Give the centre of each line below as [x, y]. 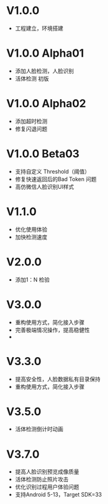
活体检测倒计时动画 [39, 429]
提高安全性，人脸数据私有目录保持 [58, 379]
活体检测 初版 [32, 78]
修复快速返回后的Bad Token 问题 [56, 179]
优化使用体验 [31, 229]
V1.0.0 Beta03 [43, 154]
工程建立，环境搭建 [39, 28]
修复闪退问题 [31, 129]
